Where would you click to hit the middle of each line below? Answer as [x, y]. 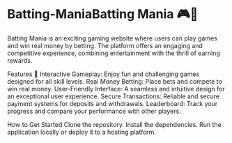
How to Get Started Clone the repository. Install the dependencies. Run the [114, 124]
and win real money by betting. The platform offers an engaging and [105, 45]
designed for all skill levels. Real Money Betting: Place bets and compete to [115, 81]
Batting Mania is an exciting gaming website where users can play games [112, 38]
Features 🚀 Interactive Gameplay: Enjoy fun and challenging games [103, 74]
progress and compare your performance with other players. [94, 111]
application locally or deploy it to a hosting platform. [82, 132]
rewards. [20, 60]
